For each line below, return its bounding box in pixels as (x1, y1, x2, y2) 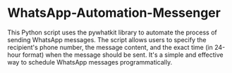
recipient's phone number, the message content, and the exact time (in (7, 43, 213, 51)
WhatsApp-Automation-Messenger (7, 5, 221, 21)
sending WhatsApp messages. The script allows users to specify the (7, 35, 207, 44)
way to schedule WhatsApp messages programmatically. (7, 58, 173, 66)
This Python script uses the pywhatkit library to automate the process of (7, 28, 217, 36)
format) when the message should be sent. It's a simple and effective (22, 51, 224, 59)
